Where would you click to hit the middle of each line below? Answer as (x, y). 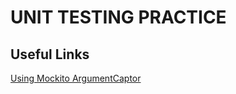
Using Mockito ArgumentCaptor (76, 78)
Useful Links (50, 54)
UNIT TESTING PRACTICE (118, 17)
